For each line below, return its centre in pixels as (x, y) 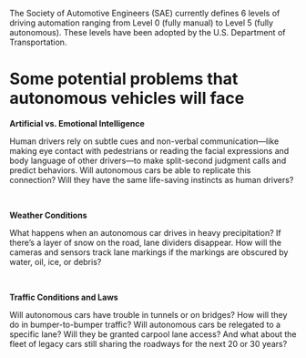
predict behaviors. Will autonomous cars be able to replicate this (130, 170)
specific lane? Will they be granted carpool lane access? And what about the (153, 334)
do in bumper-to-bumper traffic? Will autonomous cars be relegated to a (145, 324)
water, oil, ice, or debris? (56, 261)
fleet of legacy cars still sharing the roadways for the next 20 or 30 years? (148, 343)
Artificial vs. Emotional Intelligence (77, 123)
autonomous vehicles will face (127, 98)
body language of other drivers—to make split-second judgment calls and (148, 160)
